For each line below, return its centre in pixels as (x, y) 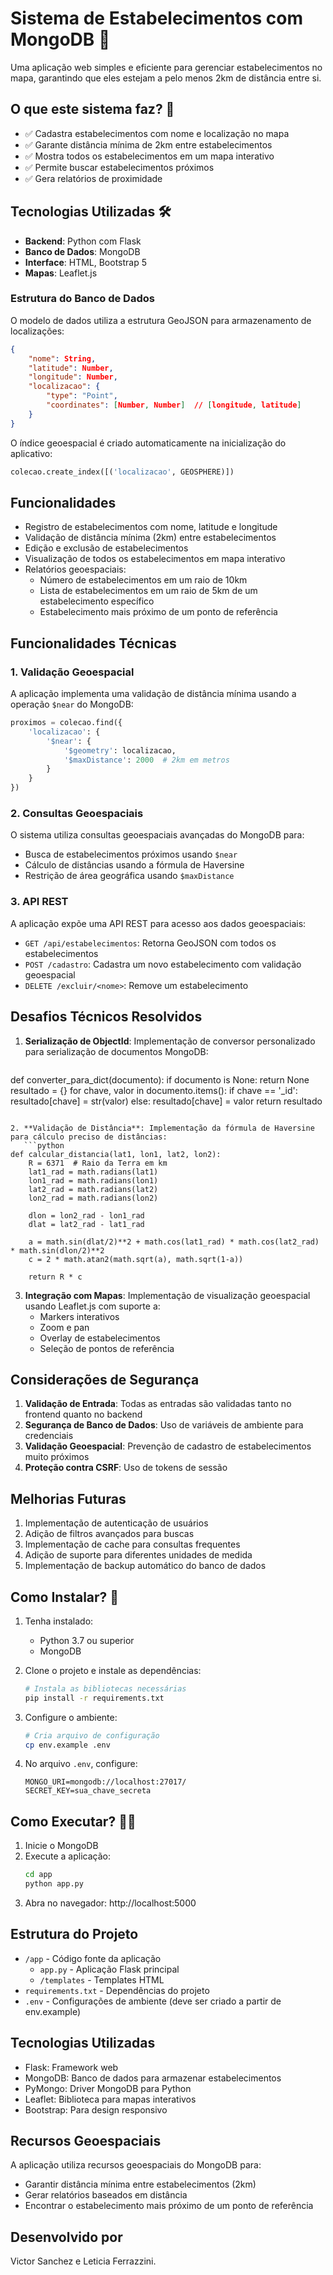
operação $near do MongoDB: (72, 704)
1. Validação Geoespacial (72, 672)
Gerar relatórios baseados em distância (106, 2195)
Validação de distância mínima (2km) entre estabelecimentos (150, 538)
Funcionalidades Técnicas (93, 643)
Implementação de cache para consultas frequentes (132, 1544)
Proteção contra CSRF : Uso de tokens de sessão (126, 1468)
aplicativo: (31, 453)
